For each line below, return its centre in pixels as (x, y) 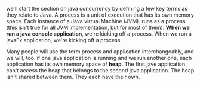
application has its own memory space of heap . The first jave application (96, 64)
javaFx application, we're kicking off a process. (64, 40)
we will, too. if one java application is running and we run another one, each (99, 58)
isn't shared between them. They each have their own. (73, 77)
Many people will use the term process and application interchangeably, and (100, 52)
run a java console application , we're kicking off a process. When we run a (99, 34)
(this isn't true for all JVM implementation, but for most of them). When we (98, 27)
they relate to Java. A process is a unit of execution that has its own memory (100, 15)
